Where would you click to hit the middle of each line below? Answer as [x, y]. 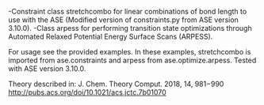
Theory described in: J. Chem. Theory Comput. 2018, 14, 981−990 [116, 84]
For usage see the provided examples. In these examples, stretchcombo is [130, 52]
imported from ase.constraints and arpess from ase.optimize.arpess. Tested [132, 60]
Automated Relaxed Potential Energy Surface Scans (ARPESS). [111, 36]
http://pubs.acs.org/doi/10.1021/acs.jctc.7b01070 [87, 92]
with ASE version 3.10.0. [47, 69]
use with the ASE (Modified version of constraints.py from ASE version [124, 20]
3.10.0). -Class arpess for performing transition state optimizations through [130, 28]
